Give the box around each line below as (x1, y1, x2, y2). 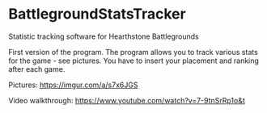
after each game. (8, 64, 66, 73)
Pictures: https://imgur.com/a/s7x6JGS (8, 80, 138, 90)
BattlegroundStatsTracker (8, 5, 186, 23)
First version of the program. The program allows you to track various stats (8, 47, 259, 56)
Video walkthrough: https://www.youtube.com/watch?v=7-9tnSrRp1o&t (8, 95, 245, 105)
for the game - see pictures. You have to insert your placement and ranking (8, 56, 259, 65)
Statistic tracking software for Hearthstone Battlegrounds (8, 31, 200, 41)
